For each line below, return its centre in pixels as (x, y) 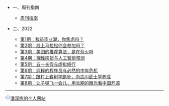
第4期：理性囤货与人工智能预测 (52, 58)
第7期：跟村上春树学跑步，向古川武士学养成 (65, 77)
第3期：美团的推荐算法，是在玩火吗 (57, 52)
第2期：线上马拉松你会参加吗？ (52, 45)
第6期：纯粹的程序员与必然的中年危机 (59, 70)
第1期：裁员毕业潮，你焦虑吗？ (52, 39)
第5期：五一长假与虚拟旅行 (48, 64)
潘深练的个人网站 (28, 98)
